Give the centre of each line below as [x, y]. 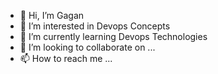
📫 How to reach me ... [66, 58]
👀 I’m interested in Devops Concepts [95, 26]
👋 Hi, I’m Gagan [52, 15]
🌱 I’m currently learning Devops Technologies [113, 36]
